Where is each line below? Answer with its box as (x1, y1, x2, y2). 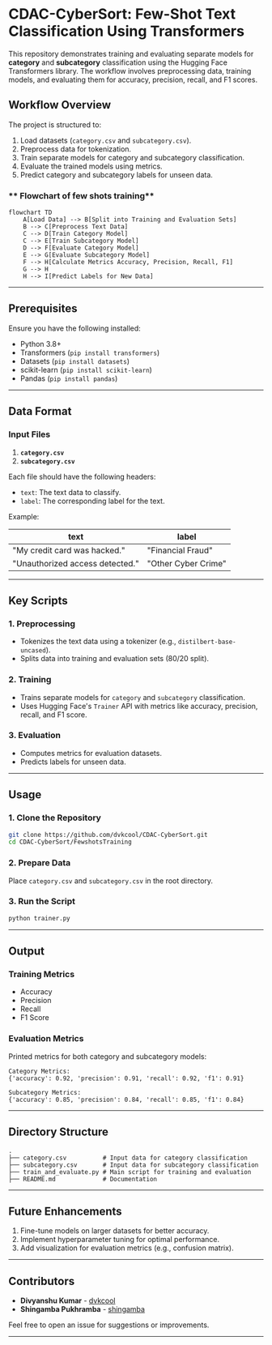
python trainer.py (8, 914, 70, 922)
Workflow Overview (8, 98, 112, 112)
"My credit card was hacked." (12, 544, 125, 556)
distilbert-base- (177, 638, 236, 647)
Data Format (8, 404, 72, 418)
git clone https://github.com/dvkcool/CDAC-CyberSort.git (8, 830, 208, 839)
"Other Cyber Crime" (147, 557, 227, 569)
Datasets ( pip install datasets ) (19, 356, 130, 365)
